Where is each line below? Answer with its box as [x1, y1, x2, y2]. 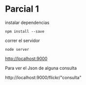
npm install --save [5, 29, 45, 34]
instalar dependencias [5, 20, 50, 25]
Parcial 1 [5, 3, 39, 15]
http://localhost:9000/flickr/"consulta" [5, 74, 82, 80]
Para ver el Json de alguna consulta [5, 65, 77, 71]
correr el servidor [5, 38, 40, 43]
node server [5, 47, 29, 52]
